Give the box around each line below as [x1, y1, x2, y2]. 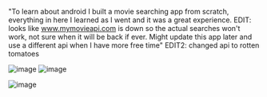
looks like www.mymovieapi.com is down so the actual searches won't [8, 24, 241, 33]
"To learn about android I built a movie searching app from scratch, [8, 7, 229, 16]
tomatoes [8, 49, 40, 58]
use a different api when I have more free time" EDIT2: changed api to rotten [8, 41, 260, 50]
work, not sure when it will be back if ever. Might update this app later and [8, 32, 253, 41]
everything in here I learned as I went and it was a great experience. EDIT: [8, 15, 252, 25]
